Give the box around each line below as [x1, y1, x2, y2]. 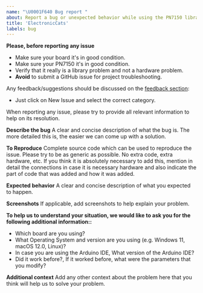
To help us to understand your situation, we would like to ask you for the [6, 212, 191, 219]
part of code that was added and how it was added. [6, 170, 135, 178]
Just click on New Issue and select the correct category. [14, 97, 156, 104]
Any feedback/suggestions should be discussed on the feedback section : [6, 85, 190, 92]
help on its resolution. [6, 115, 60, 122]
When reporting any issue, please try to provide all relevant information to [6, 108, 190, 115]
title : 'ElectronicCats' [6, 20, 69, 26]
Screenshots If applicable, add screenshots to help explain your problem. [6, 200, 190, 207]
